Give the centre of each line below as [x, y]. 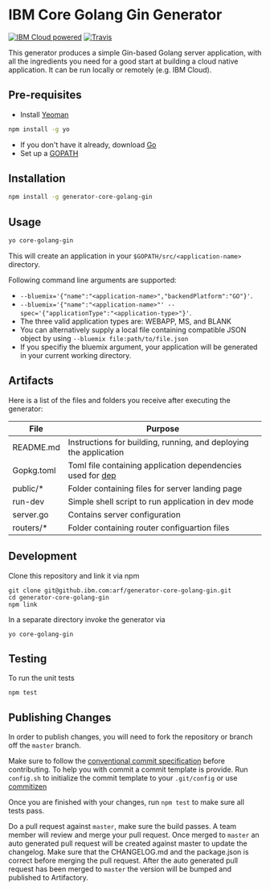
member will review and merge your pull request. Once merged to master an [134, 835]
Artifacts [31, 381]
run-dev [29, 501]
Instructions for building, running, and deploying [158, 442]
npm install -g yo [39, 129]
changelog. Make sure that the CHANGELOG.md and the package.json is [129, 852]
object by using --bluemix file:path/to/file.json [104, 338]
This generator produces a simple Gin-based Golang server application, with [135, 52]
